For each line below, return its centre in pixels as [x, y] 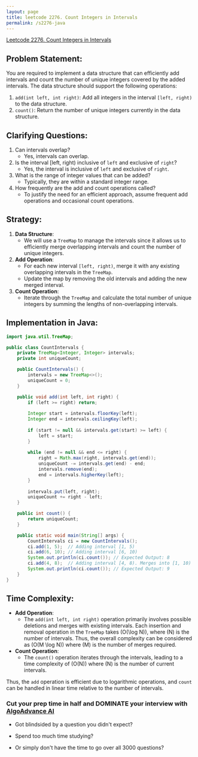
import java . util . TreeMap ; [40, 337]
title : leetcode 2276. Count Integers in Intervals [72, 17]
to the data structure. [41, 104]
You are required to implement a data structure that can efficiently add [93, 73]
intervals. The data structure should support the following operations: [92, 86]
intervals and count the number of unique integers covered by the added [96, 80]
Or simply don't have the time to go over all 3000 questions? [89, 747]
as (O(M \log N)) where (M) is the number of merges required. [100, 645]
